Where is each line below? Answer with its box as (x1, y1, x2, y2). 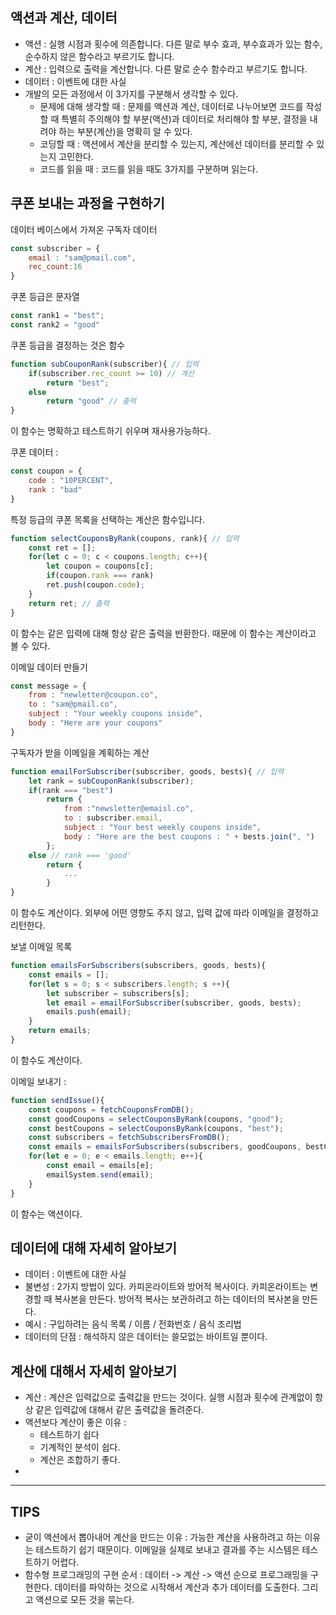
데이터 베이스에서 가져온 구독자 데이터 (10, 223, 158, 235)
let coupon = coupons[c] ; (46, 561, 155, 572)
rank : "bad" (28, 484, 83, 495)
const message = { (10, 681, 87, 691)
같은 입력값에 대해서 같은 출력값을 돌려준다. (35, 1404, 205, 1416)
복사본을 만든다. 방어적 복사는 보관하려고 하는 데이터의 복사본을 (54, 1293, 300, 1305)
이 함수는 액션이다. (10, 1208, 83, 1220)
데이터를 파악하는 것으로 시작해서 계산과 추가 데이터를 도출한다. (54, 1581, 300, 1593)
